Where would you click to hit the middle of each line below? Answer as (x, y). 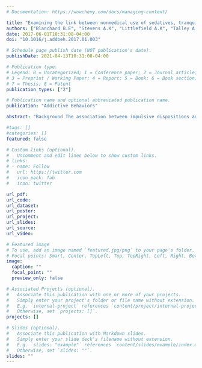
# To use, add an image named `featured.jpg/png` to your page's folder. (101, 250)
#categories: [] (26, 133)
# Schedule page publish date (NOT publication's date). (79, 51)
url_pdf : (17, 194)
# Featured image (28, 244)
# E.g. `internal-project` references (58, 306)
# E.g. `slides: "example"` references (59, 344)
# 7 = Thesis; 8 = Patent (38, 84)
